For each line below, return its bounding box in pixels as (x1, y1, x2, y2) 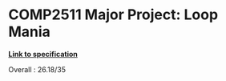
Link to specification (8, 49, 78, 59)
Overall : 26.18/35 (8, 64, 67, 74)
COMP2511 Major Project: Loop (8, 6, 219, 24)
